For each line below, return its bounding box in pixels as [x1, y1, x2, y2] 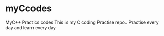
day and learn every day [5, 24, 56, 30]
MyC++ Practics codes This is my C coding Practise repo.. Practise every [5, 19, 159, 25]
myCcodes [5, 3, 52, 14]
